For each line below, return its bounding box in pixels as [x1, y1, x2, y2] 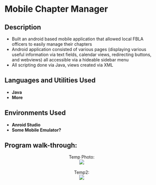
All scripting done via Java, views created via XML [11, 62, 113, 68]
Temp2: [74, 169, 89, 175]
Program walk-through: [4, 141, 78, 150]
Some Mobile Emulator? [11, 127, 62, 133]
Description [4, 23, 41, 31]
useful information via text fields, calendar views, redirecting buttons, [11, 52, 152, 57]
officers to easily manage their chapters [11, 41, 92, 47]
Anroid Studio [11, 122, 41, 128]
